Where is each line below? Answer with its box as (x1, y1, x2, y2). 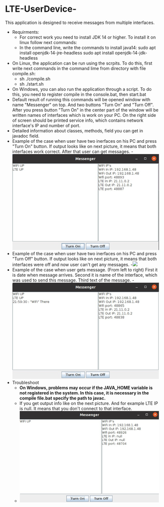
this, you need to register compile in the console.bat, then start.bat (12, 91, 146, 97)
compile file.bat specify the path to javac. (19, 395, 106, 401)
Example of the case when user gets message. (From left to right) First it (12, 266, 158, 272)
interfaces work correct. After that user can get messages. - (12, 148, 133, 154)
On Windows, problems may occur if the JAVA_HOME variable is (19, 385, 153, 391)
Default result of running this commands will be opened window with (12, 96, 150, 102)
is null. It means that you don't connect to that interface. (19, 405, 132, 411)
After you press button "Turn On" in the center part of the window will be (12, 107, 159, 113)
